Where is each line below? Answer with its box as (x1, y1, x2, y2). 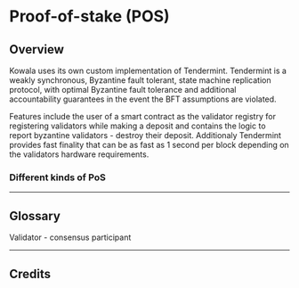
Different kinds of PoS (9, 171, 107, 184)
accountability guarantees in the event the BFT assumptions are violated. (9, 94, 278, 104)
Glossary (9, 208, 61, 224)
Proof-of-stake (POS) (9, 6, 171, 27)
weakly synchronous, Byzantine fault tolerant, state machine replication (9, 75, 271, 86)
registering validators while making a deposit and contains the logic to (9, 120, 266, 131)
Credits (9, 266, 52, 282)
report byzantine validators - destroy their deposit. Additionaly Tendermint (9, 130, 282, 140)
